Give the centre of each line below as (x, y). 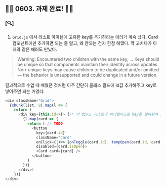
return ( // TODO (45, 124)
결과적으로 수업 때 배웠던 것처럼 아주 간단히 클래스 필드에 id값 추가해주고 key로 (81, 85)
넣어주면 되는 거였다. (25, 91)
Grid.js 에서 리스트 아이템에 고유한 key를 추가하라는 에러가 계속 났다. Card (85, 37)
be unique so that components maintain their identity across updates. (88, 64)
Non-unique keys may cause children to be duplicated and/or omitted (88, 70)
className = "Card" (54, 138)
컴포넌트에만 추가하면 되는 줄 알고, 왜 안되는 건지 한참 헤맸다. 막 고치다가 (82, 43)
